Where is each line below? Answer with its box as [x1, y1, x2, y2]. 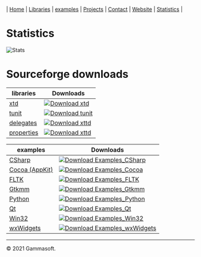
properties [9, 128, 39, 137]
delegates [9, 119, 37, 127]
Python [9, 195, 30, 203]
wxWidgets [9, 223, 41, 232]
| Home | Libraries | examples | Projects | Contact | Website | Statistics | [6, 6, 183, 13]
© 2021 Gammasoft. [6, 244, 56, 252]
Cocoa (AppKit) [9, 165, 53, 174]
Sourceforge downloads [6, 68, 129, 81]
